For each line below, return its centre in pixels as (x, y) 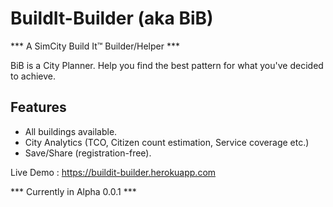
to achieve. (33, 76)
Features (38, 107)
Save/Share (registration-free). (88, 153)
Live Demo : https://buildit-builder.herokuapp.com (113, 172)
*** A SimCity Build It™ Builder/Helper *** (95, 46)
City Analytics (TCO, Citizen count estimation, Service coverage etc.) (167, 142)
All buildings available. (71, 131)
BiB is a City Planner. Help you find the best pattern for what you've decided (167, 65)
